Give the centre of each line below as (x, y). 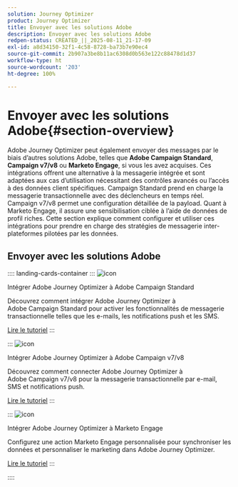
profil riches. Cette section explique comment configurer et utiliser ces (111, 219)
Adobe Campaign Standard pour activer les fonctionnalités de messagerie (116, 308)
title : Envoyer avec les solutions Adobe (70, 27)
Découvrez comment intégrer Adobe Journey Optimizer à (92, 301)
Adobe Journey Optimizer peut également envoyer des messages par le (113, 150)
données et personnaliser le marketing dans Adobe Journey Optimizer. (111, 450)
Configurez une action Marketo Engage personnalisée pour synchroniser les (119, 442)
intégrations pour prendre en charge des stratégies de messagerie (105, 226)
